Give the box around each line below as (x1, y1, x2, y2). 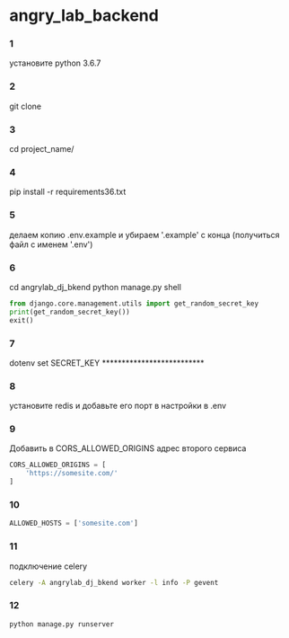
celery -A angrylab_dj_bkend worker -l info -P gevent (9, 578, 219, 587)
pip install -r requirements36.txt (9, 186, 127, 198)
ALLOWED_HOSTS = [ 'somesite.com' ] (9, 518, 139, 528)
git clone (9, 101, 42, 111)
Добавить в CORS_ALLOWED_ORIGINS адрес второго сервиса (9, 443, 247, 454)
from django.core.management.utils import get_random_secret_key (9, 298, 258, 308)
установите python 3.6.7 (9, 58, 101, 68)
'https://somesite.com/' (25, 469, 118, 478)
